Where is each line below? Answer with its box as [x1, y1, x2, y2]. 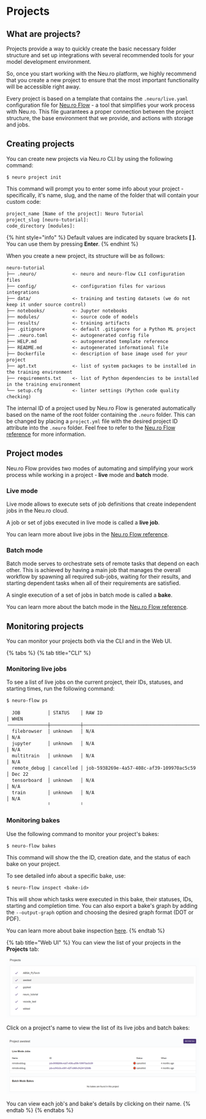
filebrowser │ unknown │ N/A [12, 729, 95, 735]
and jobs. [6, 121, 30, 128]
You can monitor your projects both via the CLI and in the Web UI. [6, 637, 172, 645]
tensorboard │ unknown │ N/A [12, 778, 95, 784]
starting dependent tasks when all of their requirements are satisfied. [6, 579, 181, 587]
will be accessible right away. [6, 83, 81, 90]
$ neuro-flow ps [6, 698, 48, 704]
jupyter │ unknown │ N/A [12, 741, 95, 747]
